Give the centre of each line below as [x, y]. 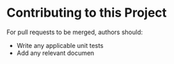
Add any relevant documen [55, 53]
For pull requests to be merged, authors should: [75, 32]
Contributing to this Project [87, 13]
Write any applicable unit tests [60, 45]
